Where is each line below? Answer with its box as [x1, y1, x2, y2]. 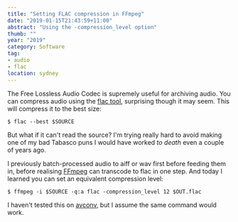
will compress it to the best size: [7, 104, 102, 113]
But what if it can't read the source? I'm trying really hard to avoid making [7, 131, 222, 139]
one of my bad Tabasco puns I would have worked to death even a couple [7, 138, 225, 146]
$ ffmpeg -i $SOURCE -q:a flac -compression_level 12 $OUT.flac [7, 188, 202, 195]
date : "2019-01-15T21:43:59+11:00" [7, 17, 113, 24]
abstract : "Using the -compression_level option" [7, 23, 158, 30]
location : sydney [7, 70, 59, 77]
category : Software [7, 43, 65, 50]
